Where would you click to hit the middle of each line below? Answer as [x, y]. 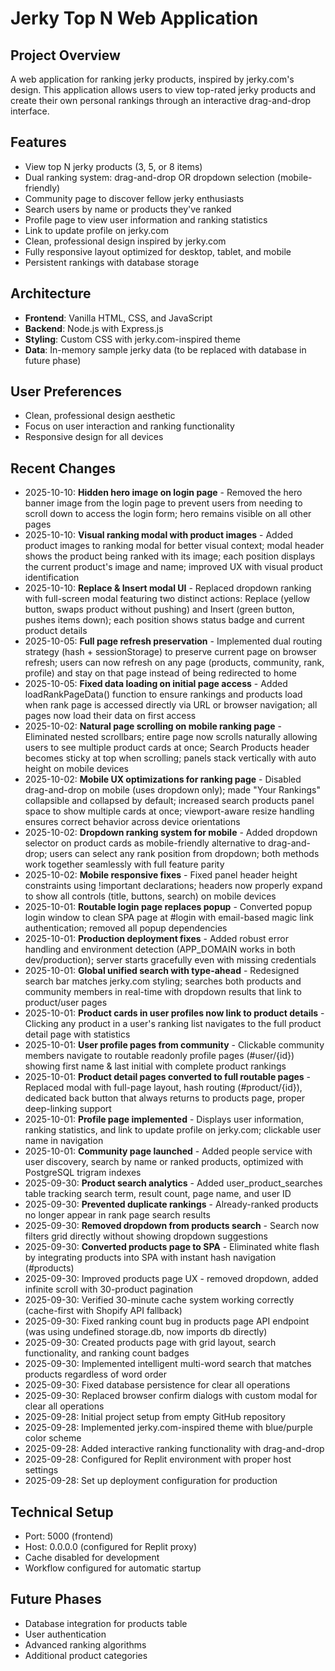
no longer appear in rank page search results [117, 1215]
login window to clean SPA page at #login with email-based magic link [169, 918]
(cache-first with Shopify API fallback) [103, 1311]
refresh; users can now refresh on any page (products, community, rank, [174, 663]
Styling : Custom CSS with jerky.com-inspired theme [132, 339]
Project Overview [65, 55]
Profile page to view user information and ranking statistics [146, 219]
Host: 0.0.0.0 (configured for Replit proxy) [111, 1547]
